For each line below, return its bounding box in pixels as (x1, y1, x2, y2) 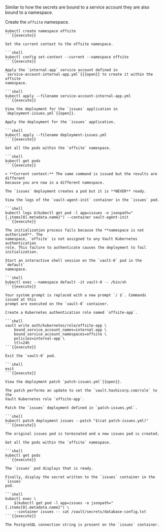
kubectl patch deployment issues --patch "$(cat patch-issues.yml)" (5, 418, 149, 423)
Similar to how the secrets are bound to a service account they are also (5, 4, 150, 10)
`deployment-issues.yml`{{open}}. (5, 111, 76, 116)
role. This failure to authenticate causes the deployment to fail (5, 245, 147, 250)
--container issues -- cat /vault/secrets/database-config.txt (14, 509, 147, 514)
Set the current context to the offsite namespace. (5, 42, 113, 47)
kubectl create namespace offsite (5, 29, 76, 34)
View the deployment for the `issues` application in (5, 106, 118, 111)
